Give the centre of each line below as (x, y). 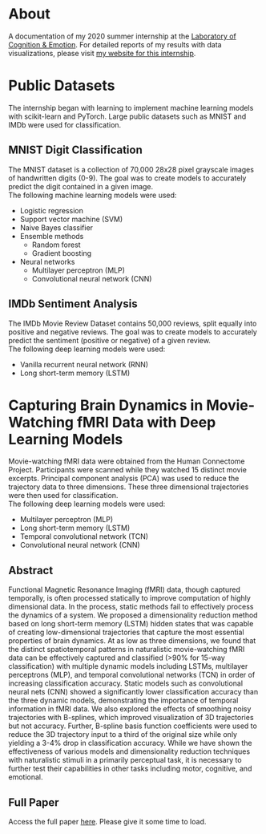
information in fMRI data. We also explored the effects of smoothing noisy (130, 709)
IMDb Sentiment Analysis (73, 304)
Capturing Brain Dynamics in (106, 405)
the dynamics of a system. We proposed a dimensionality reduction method (133, 615)
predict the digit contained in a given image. (81, 186)
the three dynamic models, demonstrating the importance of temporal (123, 700)
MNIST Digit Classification (75, 150)
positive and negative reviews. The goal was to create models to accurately (133, 332)
